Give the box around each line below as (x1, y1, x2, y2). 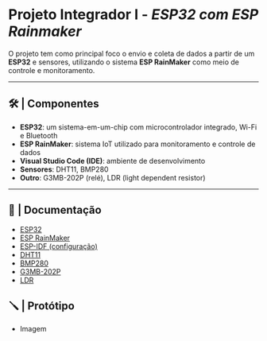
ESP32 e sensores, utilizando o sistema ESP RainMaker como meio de (8, 57, 240, 67)
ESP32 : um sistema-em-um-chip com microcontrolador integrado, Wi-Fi (19, 122, 257, 132)
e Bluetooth (19, 130, 58, 140)
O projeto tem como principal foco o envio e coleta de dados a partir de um (8, 48, 255, 58)
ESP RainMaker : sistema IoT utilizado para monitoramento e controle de (19, 139, 256, 149)
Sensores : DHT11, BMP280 (19, 165, 109, 174)
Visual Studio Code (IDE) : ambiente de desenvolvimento (19, 156, 206, 165)
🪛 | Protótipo (8, 299, 75, 312)
